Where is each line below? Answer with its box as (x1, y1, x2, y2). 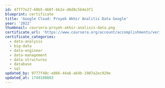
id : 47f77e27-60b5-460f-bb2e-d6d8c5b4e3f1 (5, 7, 93, 12)
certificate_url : (5, 30, 41, 35)
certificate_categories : (5, 35, 56, 40)
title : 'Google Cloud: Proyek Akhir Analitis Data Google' (5, 16, 129, 21)
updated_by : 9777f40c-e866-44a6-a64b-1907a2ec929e (5, 71, 111, 76)
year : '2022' (5, 21, 32, 26)
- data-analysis (9, 39, 43, 44)
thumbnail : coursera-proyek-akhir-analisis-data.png (5, 25, 115, 30)
